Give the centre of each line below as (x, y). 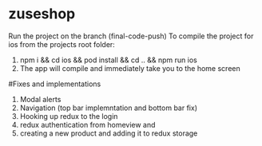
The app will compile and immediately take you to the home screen (130, 68)
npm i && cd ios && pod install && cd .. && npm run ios (108, 60)
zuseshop (42, 14)
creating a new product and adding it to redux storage (109, 133)
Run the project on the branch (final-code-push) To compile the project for (131, 36)
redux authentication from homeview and (87, 124)
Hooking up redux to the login (69, 116)
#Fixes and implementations (55, 84)
